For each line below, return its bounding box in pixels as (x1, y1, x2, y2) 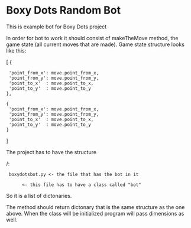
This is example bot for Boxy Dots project (6, 23, 107, 30)
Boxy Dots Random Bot (6, 4, 121, 17)
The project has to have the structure (6, 148, 96, 155)
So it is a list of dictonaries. (6, 192, 72, 199)
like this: (6, 47, 27, 54)
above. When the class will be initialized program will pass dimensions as (6, 210, 184, 217)
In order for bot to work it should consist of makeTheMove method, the (6, 34, 179, 41)
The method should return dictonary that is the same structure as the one (6, 203, 185, 210)
